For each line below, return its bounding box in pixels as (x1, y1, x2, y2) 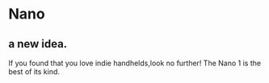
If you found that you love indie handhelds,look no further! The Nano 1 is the (8, 58, 261, 68)
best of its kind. (8, 67, 61, 77)
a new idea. (8, 37, 68, 51)
